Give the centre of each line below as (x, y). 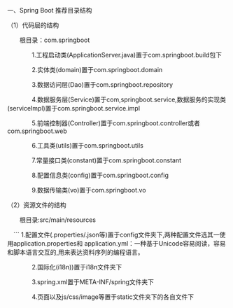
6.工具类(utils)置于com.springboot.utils (87, 145)
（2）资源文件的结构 (37, 205)
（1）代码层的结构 (33, 25)
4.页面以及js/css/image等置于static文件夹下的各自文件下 (113, 297)
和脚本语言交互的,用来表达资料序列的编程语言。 (76, 252)
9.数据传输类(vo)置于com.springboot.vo (89, 190)
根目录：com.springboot (55, 40)
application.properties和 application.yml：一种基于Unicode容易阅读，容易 (119, 243)
